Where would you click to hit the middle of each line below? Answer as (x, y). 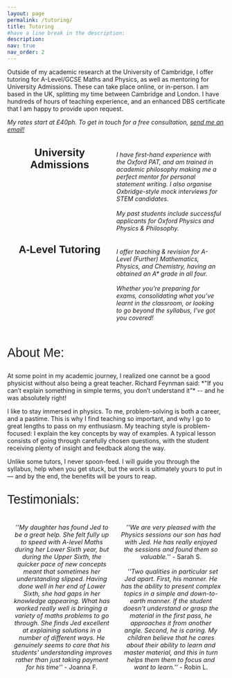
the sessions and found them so (171, 550)
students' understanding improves (62, 652)
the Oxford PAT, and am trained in (165, 162)
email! (16, 130)
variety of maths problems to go (62, 616)
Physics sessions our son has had (171, 535)
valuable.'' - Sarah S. (171, 557)
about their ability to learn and (171, 645)
